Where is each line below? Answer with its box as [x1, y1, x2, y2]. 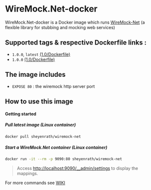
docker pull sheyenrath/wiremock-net [5, 134, 81, 139]
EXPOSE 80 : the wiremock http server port [12, 83, 95, 89]
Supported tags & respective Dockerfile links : [5, 39, 147, 47]
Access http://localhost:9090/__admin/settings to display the [16, 165, 138, 171]
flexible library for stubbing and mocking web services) [5, 24, 115, 30]
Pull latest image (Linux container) [5, 122, 76, 128]
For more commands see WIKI [5, 180, 65, 186]
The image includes [5, 71, 66, 79]
